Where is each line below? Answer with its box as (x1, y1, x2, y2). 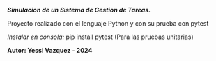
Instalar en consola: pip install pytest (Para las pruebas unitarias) (7, 33, 194, 41)
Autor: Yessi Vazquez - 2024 (7, 46, 93, 54)
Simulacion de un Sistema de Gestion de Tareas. (7, 6, 151, 14)
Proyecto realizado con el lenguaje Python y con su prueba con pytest (7, 19, 209, 27)
